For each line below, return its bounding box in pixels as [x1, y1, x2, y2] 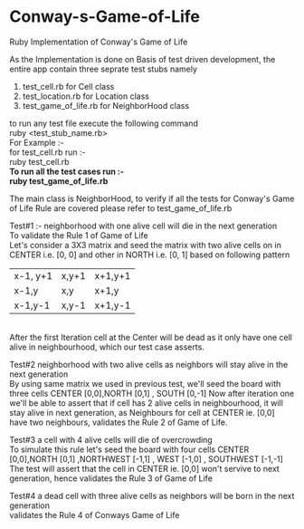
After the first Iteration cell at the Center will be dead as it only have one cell [9, 332, 292, 342]
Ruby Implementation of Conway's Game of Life [9, 36, 188, 47]
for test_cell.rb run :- [9, 147, 86, 158]
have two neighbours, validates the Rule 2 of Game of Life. [9, 417, 228, 428]
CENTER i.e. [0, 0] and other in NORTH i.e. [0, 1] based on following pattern [9, 249, 290, 260]
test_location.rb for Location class [22, 91, 149, 101]
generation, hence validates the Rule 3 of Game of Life [9, 473, 213, 484]
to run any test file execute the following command [9, 118, 199, 129]
